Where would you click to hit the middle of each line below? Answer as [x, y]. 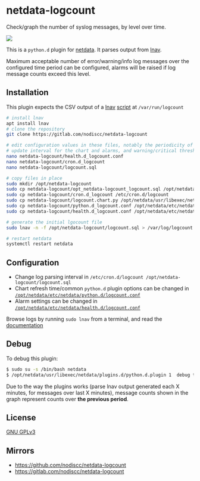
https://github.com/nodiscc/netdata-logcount [70, 465]
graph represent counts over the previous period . [68, 399]
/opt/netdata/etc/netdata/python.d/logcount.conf [78, 296]
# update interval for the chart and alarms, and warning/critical [92, 151]
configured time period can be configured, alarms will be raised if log [91, 67]
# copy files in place [34, 178]
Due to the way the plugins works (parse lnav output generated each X [93, 386]
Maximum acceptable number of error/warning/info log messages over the [98, 61]
